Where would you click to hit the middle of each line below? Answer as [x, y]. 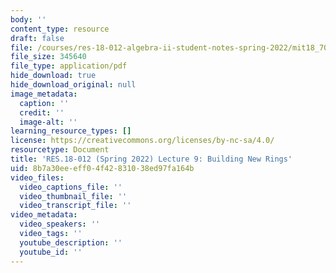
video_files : [37, 177]
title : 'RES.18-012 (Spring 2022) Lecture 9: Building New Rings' [151, 159]
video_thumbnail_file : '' [73, 196]
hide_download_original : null [73, 85]
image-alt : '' [48, 122]
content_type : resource [60, 29]
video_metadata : [44, 215]
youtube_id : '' [51, 252]
